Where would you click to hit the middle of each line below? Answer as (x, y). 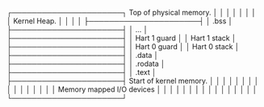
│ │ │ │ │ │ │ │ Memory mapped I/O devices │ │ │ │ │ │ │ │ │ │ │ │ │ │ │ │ (132, 89)
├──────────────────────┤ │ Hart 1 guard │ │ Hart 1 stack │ (122, 38)
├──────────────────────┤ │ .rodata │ (86, 64)
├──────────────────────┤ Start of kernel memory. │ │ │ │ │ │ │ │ (133, 81)
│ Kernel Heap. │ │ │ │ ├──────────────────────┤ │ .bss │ (120, 21)
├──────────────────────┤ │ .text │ (82, 72)
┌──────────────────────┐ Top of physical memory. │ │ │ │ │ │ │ (132, 12)
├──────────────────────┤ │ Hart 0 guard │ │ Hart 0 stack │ (123, 47)
